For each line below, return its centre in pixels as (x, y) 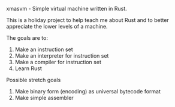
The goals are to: (27, 38)
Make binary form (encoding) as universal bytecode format (87, 91)
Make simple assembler (44, 98)
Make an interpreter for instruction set (62, 56)
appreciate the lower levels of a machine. (57, 26)
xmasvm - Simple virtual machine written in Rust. (67, 9)
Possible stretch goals (34, 80)
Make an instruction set (44, 49)
